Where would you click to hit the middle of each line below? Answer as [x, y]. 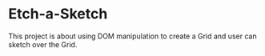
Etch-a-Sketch [58, 14]
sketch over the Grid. [43, 44]
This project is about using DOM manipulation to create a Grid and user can [133, 36]
